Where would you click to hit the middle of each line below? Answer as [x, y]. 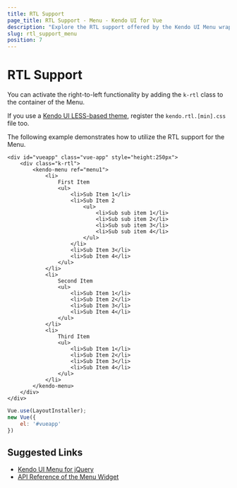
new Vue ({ [22, 417]
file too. [18, 124]
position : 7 [25, 40]
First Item [74, 182]
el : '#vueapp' [41, 424]
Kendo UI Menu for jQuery [55, 470]
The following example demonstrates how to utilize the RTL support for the [116, 137]
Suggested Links [45, 452]
